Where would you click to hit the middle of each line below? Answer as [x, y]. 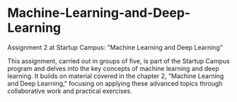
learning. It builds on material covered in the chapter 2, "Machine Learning [116, 76]
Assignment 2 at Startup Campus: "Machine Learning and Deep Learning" [115, 47]
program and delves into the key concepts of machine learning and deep [113, 68]
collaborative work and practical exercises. [70, 91]
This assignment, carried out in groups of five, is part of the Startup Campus [118, 60]
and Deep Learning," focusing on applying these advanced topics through [115, 83]
